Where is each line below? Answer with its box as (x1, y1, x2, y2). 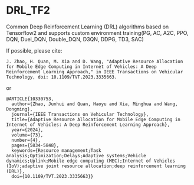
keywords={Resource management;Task (11, 147, 101, 154)
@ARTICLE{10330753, (6, 96, 54, 102)
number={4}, (11, 137, 41, 143)
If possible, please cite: (6, 47, 63, 54)
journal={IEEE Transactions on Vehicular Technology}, (11, 111, 149, 117)
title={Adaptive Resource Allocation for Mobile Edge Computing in (11, 116, 181, 122)
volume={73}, (11, 132, 44, 138)
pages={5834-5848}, (11, 142, 60, 148)
